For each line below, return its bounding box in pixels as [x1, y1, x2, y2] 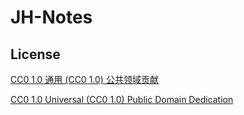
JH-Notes [10, 6, 93, 29]
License [10, 46, 61, 63]
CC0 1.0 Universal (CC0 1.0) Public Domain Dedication [10, 94, 234, 105]
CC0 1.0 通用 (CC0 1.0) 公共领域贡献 [10, 74, 159, 85]
